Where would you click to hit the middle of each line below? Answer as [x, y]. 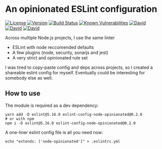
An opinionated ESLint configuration [81, 9]
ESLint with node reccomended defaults [53, 47]
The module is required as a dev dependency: [52, 105]
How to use [23, 93]
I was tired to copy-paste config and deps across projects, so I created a [79, 67]
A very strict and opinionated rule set [50, 57]
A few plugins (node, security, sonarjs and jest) [60, 52]
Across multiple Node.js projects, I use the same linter [60, 38]
